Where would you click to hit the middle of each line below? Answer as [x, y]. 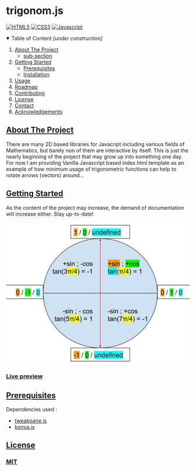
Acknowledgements [38, 112]
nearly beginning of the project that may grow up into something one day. [94, 157]
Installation [36, 74]
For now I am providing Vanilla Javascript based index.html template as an [95, 162]
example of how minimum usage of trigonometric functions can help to [91, 169]
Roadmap [26, 86]
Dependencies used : [32, 410]
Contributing [29, 93]
